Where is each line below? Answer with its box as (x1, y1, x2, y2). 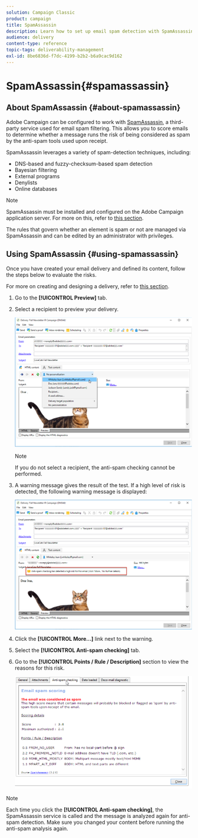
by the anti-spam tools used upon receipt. (6, 137, 108, 144)
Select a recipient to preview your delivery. (14, 305, 119, 312)
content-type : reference (6, 41, 67, 47)
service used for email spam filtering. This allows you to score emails (20, 125, 189, 132)
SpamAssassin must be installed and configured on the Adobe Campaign (6, 208, 184, 215)
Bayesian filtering (14, 166, 57, 174)
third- (170, 118, 184, 125)
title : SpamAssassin (6, 22, 57, 28)
